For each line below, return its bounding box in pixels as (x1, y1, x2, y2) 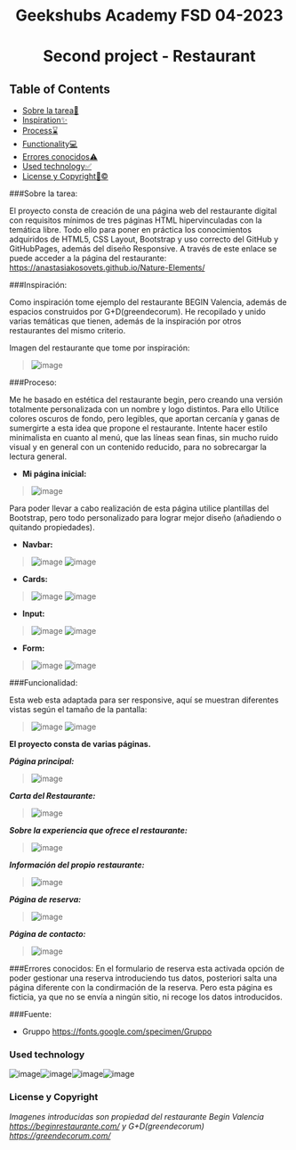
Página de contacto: (9, 929, 86, 940)
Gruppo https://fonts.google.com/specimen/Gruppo (21, 1026, 212, 1037)
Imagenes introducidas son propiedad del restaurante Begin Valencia (9, 1111, 264, 1121)
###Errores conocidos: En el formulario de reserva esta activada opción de (9, 964, 284, 974)
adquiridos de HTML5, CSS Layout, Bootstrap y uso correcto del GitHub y (9, 234, 279, 245)
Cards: (21, 574, 48, 585)
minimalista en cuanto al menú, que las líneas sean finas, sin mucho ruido (9, 432, 278, 443)
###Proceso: (9, 377, 57, 388)
